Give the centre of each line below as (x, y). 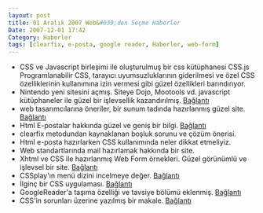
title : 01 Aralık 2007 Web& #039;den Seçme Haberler (94, 23)
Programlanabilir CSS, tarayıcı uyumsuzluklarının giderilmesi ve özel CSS (137, 75)
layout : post (29, 15)
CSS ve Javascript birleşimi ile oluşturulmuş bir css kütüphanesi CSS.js (134, 67)
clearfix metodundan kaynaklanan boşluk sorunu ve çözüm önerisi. (128, 134)
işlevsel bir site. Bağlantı (58, 167)
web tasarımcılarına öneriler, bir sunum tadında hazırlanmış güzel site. (132, 109)
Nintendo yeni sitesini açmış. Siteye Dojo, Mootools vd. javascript (125, 92)
